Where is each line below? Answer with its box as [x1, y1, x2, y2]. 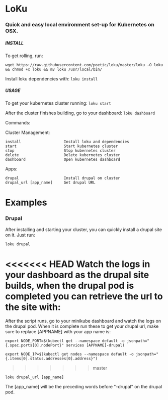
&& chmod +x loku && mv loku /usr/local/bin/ [5, 67, 102, 72]
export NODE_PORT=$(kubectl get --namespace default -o [5, 338, 125, 344]
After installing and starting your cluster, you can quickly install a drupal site [5, 226, 162, 233]
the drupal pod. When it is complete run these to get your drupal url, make [5, 323, 159, 329]
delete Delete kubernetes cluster [5, 153, 121, 158]
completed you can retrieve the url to [5, 290, 163, 302]
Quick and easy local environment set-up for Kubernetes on [5, 21, 155, 28]
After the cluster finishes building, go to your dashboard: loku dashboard [5, 110, 155, 116]
